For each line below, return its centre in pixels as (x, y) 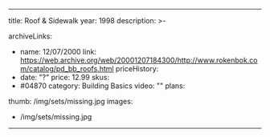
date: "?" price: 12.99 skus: (65, 77)
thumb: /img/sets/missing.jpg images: (71, 101)
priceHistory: (137, 68)
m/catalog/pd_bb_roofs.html (67, 68)
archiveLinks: (31, 36)
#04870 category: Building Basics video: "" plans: (102, 86)
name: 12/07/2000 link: (58, 52)
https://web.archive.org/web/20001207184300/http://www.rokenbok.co (139, 60)
